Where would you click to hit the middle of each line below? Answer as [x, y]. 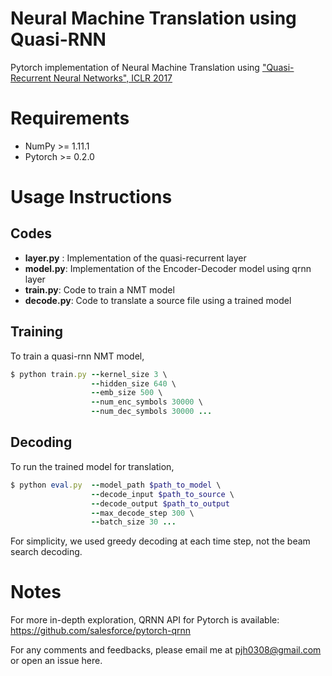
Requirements [70, 118]
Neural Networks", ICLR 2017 [113, 78]
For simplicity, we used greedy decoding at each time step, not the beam [160, 541]
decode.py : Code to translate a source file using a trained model [158, 300]
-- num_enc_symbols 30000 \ [146, 402]
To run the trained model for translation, [92, 466]
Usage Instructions [91, 197]
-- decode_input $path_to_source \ [162, 494]
